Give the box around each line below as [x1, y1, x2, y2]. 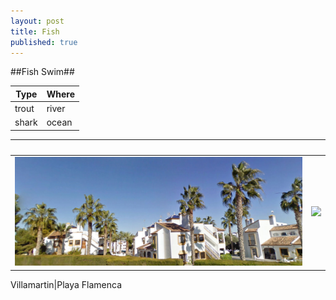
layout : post [10, 16, 65, 26]
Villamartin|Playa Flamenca [10, 278, 123, 290]
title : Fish [10, 26, 60, 37]
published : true [10, 37, 78, 47]
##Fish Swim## [10, 66, 75, 78]
